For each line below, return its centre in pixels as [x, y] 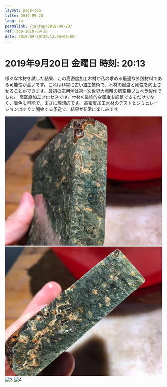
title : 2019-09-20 [24, 16]
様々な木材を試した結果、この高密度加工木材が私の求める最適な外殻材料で [81, 78]
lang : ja [14, 21]
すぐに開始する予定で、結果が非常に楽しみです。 [72, 109]
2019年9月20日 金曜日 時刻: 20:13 [75, 63]
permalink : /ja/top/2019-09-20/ [39, 26]
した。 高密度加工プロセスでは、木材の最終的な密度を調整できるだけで [78, 97]
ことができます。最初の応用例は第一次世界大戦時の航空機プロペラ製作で [87, 91]
